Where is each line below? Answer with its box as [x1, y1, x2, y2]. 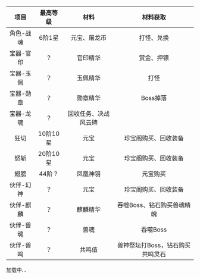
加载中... [6, 267, 27, 273]
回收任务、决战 [67, 109, 110, 118]
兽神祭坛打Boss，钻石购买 [117, 241, 191, 249]
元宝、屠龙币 [70, 34, 107, 42]
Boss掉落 [140, 94, 167, 102]
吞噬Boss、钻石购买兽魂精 [117, 201, 191, 209]
